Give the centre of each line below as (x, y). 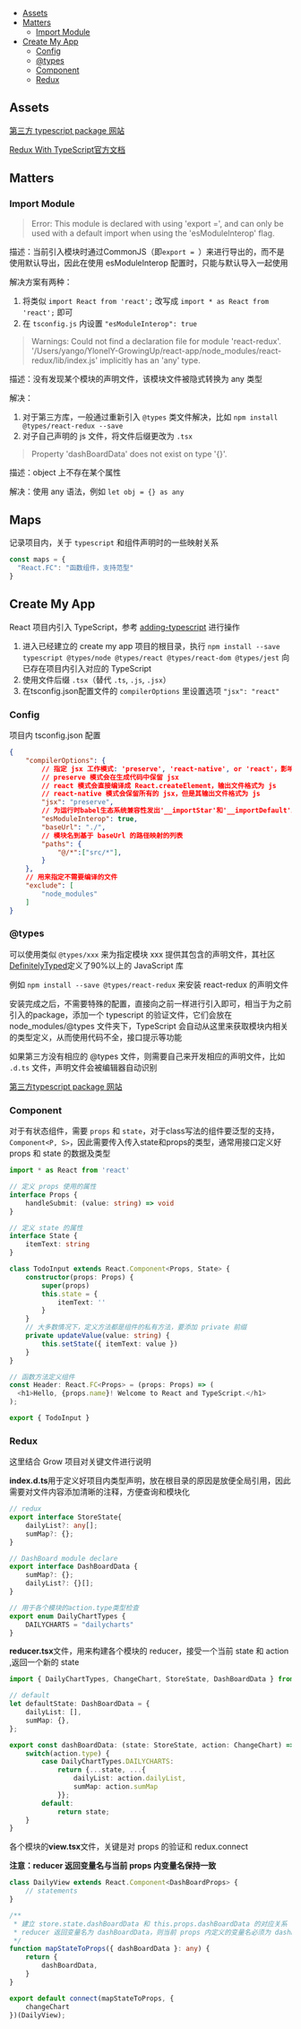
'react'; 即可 (47, 312)
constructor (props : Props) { (80, 1277)
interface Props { (43, 1195)
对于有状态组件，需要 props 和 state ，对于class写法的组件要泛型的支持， (144, 1131)
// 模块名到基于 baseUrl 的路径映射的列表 (112, 836)
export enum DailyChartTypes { (68, 1616)
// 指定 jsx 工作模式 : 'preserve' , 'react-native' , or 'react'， (161, 769)
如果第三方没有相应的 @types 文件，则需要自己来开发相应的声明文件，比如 (147, 1056)
